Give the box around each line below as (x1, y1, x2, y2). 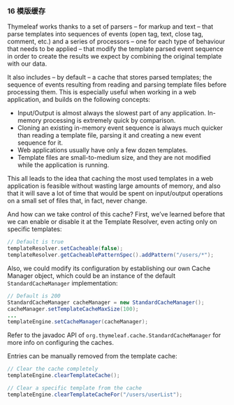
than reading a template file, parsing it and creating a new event (17, 131, 201, 140)
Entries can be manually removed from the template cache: (7, 352, 177, 360)
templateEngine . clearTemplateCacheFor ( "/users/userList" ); (7, 391, 183, 398)
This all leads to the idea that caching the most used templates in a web (7, 175, 214, 183)
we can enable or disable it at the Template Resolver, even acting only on (7, 218, 218, 226)
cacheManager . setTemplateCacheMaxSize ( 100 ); (7, 305, 139, 312)
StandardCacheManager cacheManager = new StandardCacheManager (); (7, 299, 205, 306)
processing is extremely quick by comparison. (43, 117, 176, 125)
